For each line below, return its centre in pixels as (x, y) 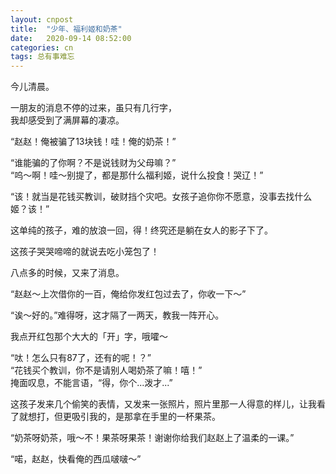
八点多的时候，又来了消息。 (67, 273)
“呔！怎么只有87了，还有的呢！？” (81, 358)
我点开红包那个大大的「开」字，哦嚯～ (89, 337)
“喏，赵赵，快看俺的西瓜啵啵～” (76, 459)
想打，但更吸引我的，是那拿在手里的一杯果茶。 (124, 417)
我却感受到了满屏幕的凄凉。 (67, 120)
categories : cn (42, 47)
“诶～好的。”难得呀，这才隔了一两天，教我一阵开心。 (117, 315)
